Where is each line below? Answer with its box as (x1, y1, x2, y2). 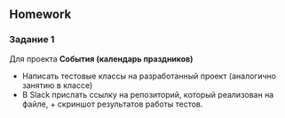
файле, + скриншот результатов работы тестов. (21, 99, 203, 109)
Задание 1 (9, 33, 55, 46)
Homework (9, 7, 72, 22)
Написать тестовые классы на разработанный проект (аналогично (21, 70, 277, 81)
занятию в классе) (21, 79, 93, 91)
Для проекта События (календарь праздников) (9, 53, 194, 64)
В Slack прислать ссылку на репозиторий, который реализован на (21, 89, 274, 100)
